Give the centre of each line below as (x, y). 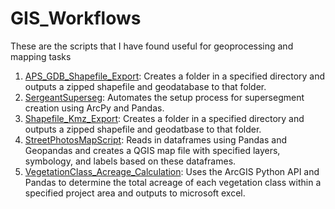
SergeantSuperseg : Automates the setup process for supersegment (164, 97)
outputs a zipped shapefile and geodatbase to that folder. (143, 129)
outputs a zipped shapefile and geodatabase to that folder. (145, 86)
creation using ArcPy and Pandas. (94, 108)
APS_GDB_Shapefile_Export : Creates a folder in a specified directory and (175, 76)
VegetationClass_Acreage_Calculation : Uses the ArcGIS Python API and (172, 171)
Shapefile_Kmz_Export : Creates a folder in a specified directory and (164, 118)
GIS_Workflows (76, 18)
